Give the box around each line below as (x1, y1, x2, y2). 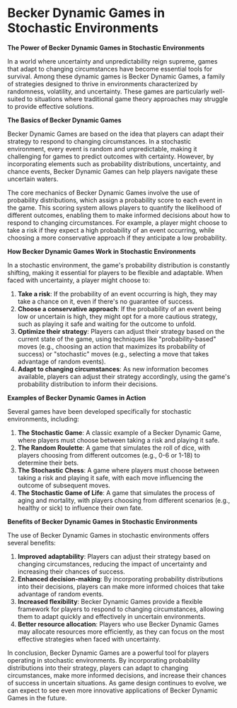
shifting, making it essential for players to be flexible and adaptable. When (7, 268, 223, 277)
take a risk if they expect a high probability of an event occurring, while (7, 226, 215, 234)
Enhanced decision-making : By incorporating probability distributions (17, 574, 224, 583)
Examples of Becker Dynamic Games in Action (7, 393, 146, 402)
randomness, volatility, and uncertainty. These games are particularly (7, 87, 209, 95)
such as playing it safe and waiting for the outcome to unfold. (17, 320, 197, 328)
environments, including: (7, 414, 79, 423)
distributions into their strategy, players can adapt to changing (7, 663, 189, 672)
